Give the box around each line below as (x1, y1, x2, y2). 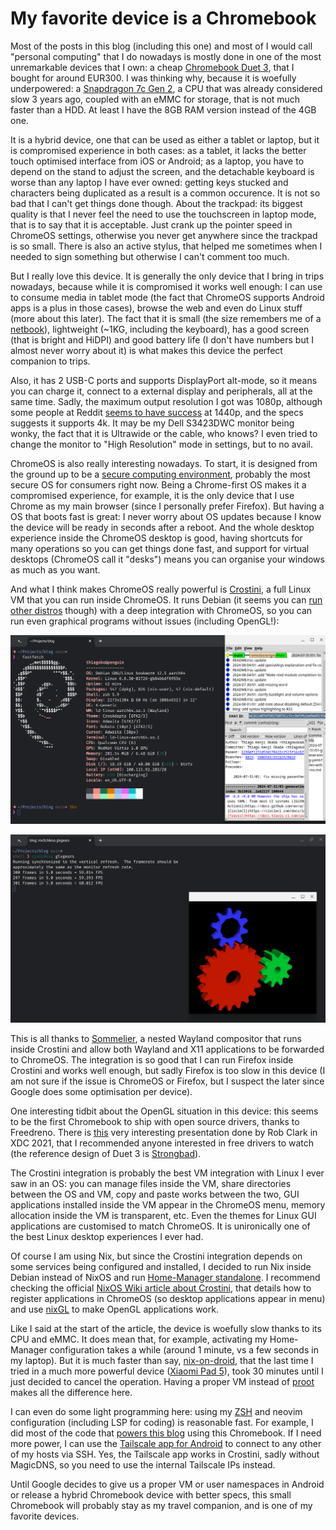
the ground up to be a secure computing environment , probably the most (10, 468, 311, 480)
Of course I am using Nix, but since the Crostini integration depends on (10, 1250, 303, 1262)
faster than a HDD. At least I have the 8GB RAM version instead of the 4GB (10, 103, 317, 116)
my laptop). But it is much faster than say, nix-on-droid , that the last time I (10, 1355, 314, 1367)
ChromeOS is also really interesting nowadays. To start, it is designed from (10, 457, 318, 469)
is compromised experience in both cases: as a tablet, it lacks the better (10, 144, 307, 156)
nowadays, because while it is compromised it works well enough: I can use (10, 280, 323, 292)
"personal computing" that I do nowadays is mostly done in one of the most (10, 50, 322, 62)
